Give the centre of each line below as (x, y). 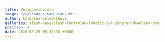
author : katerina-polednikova (36, 18)
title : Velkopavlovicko (29, 9)
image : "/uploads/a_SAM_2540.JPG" (41, 14)
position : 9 (17, 28)
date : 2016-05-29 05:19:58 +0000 (39, 32)
